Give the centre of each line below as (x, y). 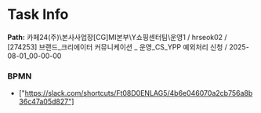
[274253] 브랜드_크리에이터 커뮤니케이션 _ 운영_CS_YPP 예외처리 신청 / (118, 47)
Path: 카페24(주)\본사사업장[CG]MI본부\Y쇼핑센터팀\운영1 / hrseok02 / (118, 37)
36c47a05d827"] (46, 102)
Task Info (38, 15)
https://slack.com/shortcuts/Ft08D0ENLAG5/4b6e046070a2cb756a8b (139, 93)
